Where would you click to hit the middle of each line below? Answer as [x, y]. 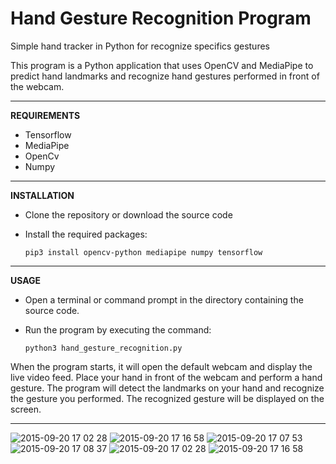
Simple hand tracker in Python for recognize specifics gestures [140, 46]
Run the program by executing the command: [118, 329]
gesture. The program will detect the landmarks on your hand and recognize [167, 388]
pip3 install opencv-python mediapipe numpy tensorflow [143, 252]
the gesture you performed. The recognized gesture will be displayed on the [167, 398]
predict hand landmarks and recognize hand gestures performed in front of [165, 76]
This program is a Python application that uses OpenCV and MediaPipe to [162, 65]
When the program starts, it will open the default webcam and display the [161, 366]
